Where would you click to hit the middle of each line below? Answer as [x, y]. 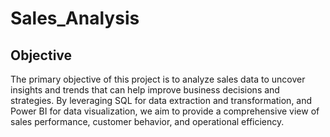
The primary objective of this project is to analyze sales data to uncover [158, 79]
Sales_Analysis [75, 18]
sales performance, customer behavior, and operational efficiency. [147, 121]
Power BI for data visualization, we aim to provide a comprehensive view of [165, 111]
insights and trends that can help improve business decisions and [145, 90]
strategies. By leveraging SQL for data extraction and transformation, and [161, 100]
